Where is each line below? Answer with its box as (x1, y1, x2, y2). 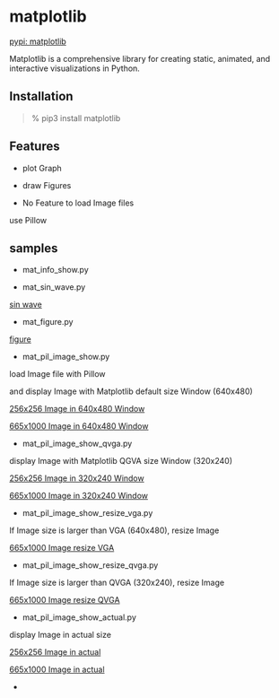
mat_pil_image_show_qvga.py (22, 438, 133, 449)
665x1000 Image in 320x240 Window (9, 491, 149, 502)
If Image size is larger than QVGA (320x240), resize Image (9, 577, 225, 589)
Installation (9, 89, 74, 104)
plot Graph (22, 162, 63, 173)
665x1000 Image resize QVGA (9, 595, 120, 606)
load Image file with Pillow (9, 369, 106, 380)
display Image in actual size (9, 630, 112, 641)
